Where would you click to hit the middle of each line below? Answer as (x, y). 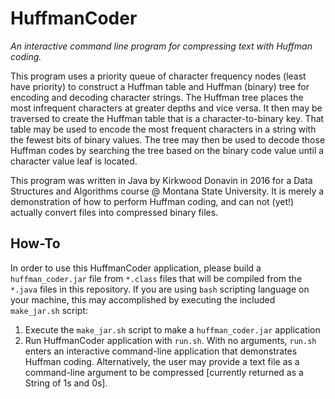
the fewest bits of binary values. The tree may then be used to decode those (168, 139)
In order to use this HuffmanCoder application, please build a (136, 268)
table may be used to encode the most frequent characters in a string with (163, 129)
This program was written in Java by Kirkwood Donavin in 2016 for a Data (161, 180)
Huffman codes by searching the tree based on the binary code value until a (167, 150)
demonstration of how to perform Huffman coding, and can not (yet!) (152, 201)
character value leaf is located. (74, 161)
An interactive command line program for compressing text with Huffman (161, 46)
